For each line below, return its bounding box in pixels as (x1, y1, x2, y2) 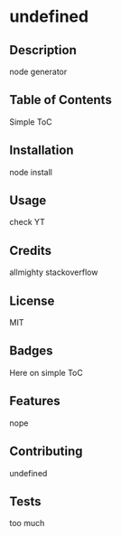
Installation (9, 143, 74, 158)
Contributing (9, 444, 83, 459)
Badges (9, 343, 53, 359)
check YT (9, 217, 45, 228)
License (9, 293, 55, 308)
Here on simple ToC (9, 367, 83, 378)
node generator (9, 66, 68, 77)
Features (9, 393, 60, 409)
